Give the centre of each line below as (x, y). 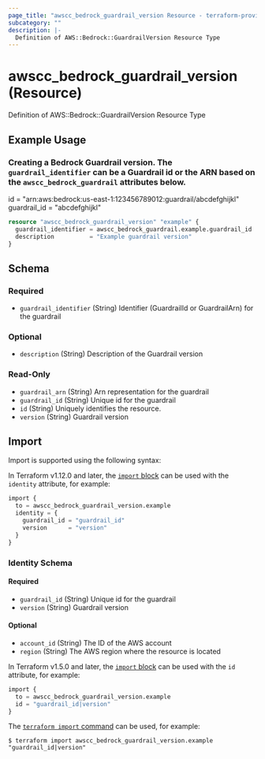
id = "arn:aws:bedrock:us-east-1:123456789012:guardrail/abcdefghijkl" (124, 199)
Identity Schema (41, 563)
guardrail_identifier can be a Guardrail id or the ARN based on (132, 172)
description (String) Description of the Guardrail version (111, 354)
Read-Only (30, 374)
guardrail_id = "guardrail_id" (74, 521)
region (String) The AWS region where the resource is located (120, 651)
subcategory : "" (35, 23)
